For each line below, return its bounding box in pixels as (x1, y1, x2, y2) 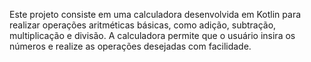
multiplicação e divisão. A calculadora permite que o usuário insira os (9, 30, 296, 41)
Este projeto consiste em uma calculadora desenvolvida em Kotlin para (9, 9, 302, 20)
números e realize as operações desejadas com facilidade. (9, 40, 252, 52)
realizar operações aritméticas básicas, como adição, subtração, (9, 19, 277, 31)
